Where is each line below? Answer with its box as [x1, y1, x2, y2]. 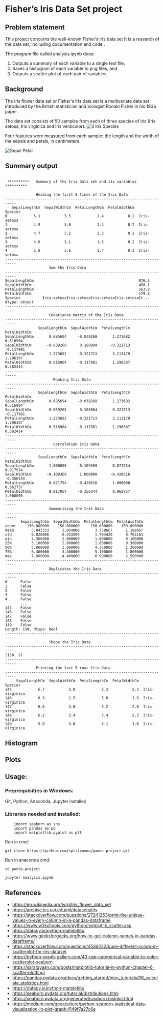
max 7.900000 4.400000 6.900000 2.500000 [5, 553, 143, 559]
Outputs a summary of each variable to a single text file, [12, 60, 125, 66]
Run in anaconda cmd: [5, 857, 50, 863]
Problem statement [5, 23, 65, 31]
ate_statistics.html [12, 980, 49, 986]
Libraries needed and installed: [5, 810, 81, 817]
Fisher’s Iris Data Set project [5, 3, 122, 15]
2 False [5, 588, 32, 593]
